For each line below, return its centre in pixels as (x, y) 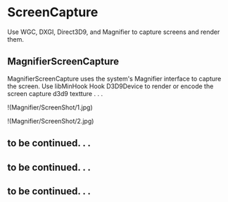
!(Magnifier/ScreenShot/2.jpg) (51, 121)
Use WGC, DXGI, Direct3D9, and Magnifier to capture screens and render (114, 32)
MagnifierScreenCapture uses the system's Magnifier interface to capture (114, 78)
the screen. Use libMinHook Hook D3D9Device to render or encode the (110, 86)
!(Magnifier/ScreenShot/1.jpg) (50, 107)
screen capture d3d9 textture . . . (55, 93)
